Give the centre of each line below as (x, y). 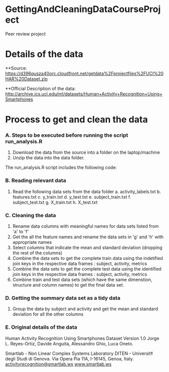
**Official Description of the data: (40, 88)
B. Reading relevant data (36, 180)
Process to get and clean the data (77, 120)
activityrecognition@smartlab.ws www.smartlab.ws (58, 364)
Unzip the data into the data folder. (48, 158)
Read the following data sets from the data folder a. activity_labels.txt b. (87, 192)
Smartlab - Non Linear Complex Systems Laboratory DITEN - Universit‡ (79, 353)
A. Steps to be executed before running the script (67, 135)
